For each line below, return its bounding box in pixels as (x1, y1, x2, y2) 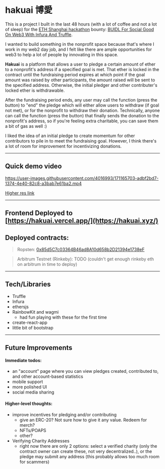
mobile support (12, 379, 43, 385)
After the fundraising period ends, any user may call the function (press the (5, 97, 158, 103)
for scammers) (19, 459, 50, 465)
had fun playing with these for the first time (19, 314, 107, 320)
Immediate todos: (5, 357, 42, 363)
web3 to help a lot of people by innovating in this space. (5, 51, 119, 57)
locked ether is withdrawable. (5, 87, 65, 93)
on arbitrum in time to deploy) (17, 261, 78, 267)
